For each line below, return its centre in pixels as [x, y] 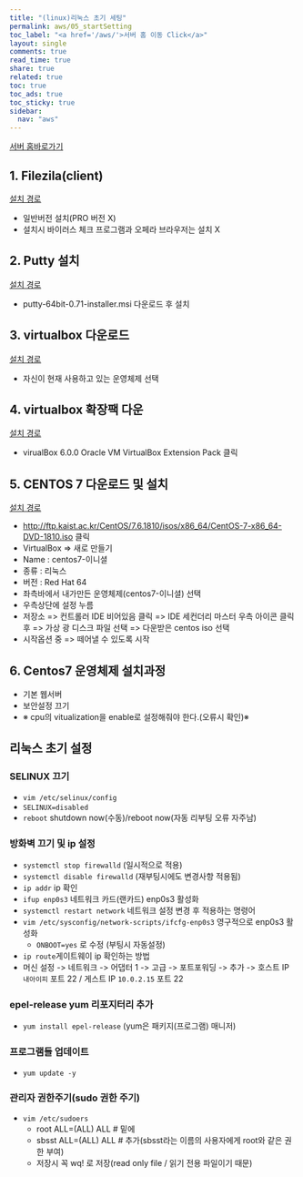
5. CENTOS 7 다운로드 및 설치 [89, 484]
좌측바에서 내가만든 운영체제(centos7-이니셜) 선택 [112, 594]
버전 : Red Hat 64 [55, 583]
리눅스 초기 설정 [51, 749]
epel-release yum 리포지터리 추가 [81, 1004]
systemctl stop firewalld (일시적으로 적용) [102, 865]
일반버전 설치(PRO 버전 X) [69, 218]
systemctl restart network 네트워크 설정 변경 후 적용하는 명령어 [139, 910]
